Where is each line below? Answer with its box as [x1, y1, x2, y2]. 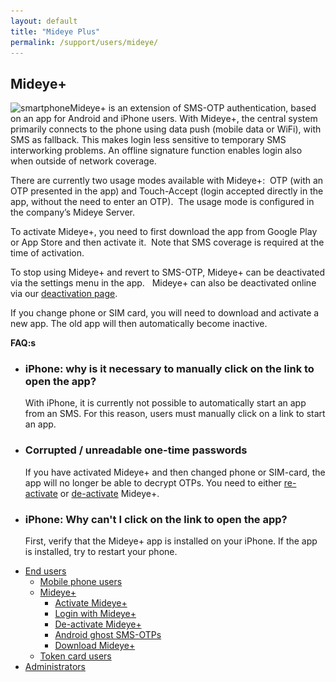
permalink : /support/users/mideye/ [10, 37, 159, 47]
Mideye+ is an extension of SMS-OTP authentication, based [69, 102, 317, 114]
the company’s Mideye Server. [10, 206, 136, 219]
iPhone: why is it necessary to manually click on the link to [24, 362, 315, 376]
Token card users [39, 650, 112, 662]
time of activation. [10, 247, 85, 259]
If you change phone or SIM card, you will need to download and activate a [10, 307, 320, 319]
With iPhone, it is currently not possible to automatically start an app [24, 397, 307, 409]
